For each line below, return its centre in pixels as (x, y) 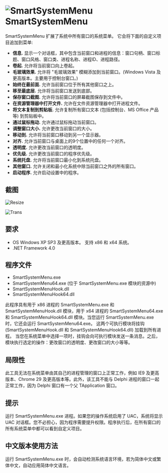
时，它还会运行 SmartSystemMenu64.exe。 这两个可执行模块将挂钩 (75, 324)
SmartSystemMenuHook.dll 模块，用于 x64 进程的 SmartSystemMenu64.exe (84, 311)
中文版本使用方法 (32, 446)
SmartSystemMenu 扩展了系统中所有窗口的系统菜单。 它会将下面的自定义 (81, 36)
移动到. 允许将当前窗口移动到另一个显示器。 (58, 135)
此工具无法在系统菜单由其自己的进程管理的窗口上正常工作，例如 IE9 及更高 (82, 373)
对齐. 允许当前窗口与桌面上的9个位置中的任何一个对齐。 (70, 141)
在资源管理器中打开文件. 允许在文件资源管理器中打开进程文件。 (77, 103)
